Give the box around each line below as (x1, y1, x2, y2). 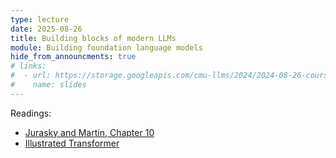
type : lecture (10, 14, 70, 25)
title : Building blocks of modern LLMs (10, 33, 177, 43)
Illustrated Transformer (24, 137, 120, 149)
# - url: (10, 71, 52, 81)
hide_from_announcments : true (10, 52, 137, 62)
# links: (10, 61, 47, 71)
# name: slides (10, 80, 87, 90)
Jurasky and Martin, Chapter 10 (24, 126, 155, 138)
